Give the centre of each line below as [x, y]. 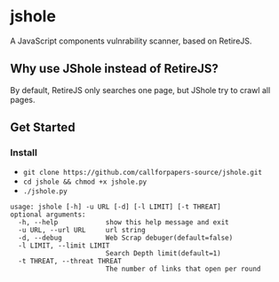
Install [24, 153]
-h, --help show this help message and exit [124, 223]
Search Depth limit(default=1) [163, 254]
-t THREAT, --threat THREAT [70, 262]
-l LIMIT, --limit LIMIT [64, 246]
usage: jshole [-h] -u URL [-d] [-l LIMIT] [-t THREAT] [116, 207]
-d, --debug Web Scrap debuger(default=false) [126, 238]
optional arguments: [48, 215]
